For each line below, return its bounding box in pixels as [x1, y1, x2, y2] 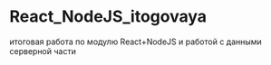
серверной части [9, 45, 77, 56]
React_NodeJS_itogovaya [9, 6, 207, 27]
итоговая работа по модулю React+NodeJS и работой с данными [9, 36, 263, 47]
